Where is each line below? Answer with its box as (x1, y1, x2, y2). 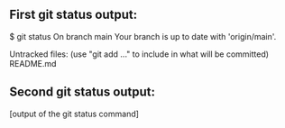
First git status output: (9, 7, 138, 23)
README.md (9, 58, 57, 69)
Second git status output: (9, 85, 156, 100)
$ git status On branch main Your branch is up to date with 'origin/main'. (9, 31, 277, 41)
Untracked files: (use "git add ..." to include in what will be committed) (9, 49, 269, 59)
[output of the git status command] (9, 108, 140, 119)
